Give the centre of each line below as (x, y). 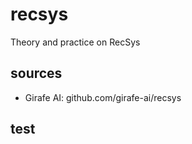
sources (36, 73)
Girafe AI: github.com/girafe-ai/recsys (103, 97)
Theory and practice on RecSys (75, 42)
